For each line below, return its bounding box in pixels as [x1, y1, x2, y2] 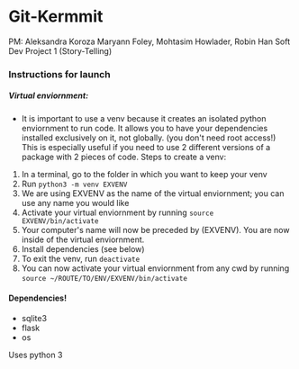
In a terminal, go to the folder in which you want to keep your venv [21, 168, 267, 179]
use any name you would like [21, 197, 130, 208]
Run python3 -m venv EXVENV [21, 178, 128, 189]
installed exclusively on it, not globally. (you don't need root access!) [21, 132, 276, 143]
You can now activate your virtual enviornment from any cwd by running [21, 263, 290, 274]
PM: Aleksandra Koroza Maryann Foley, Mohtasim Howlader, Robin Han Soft [8, 36, 291, 47]
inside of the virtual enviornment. [21, 234, 145, 245]
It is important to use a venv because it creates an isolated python [21, 112, 267, 123]
